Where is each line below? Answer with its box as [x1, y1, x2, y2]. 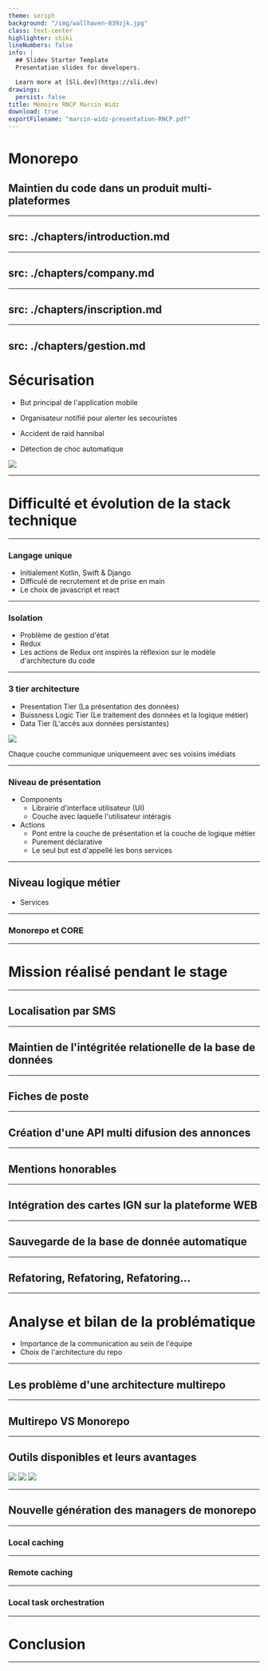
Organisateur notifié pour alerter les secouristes [19, 413, 178, 423]
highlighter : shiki [8, 34, 73, 42]
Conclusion [8, 1635, 86, 1653]
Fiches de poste [8, 1090, 89, 1103]
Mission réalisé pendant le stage [8, 963, 228, 981]
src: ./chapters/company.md [8, 267, 155, 280]
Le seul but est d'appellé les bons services [31, 845, 173, 855]
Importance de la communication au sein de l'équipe [19, 1339, 193, 1348]
